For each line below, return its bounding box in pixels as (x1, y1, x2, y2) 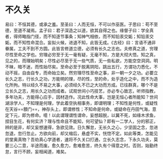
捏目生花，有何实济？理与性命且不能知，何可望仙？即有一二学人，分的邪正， (5, 118, 158, 124)
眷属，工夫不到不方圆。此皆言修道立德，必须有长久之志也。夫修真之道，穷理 (5, 46, 158, 51)
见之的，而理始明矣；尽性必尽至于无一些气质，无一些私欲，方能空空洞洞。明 (5, 58, 158, 64)
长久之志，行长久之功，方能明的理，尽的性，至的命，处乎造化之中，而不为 (5, 76, 154, 81)
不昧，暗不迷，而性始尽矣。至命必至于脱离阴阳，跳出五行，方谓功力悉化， (5, 64, 154, 69)
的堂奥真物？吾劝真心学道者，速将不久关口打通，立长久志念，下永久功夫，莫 (5, 136, 158, 142)
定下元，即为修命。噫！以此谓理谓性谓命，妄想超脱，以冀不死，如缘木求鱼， (5, 112, 158, 118)
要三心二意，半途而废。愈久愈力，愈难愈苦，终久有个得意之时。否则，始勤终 (5, 143, 158, 148)
